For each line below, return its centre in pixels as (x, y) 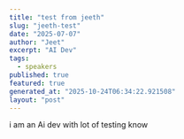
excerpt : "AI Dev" (43, 50)
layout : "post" (37, 100)
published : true (39, 75)
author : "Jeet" (37, 42)
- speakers (37, 67)
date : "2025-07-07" (45, 34)
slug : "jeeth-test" (45, 26)
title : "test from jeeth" (57, 17)
